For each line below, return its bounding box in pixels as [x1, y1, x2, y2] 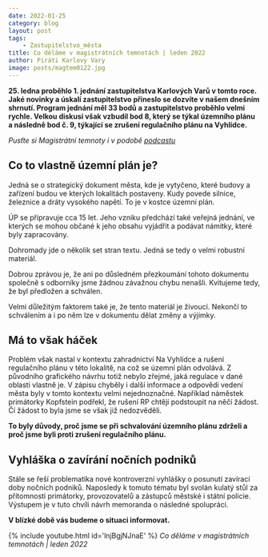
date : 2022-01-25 [8, 11, 66, 20]
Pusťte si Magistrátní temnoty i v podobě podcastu [8, 135, 176, 145]
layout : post [8, 26, 52, 34]
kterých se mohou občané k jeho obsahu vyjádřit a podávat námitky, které [8, 221, 253, 231]
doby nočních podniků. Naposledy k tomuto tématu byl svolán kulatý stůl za [8, 482, 258, 493]
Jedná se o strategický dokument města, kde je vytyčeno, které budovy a [8, 180, 250, 189]
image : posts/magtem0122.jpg [8, 64, 106, 72]
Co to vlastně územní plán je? [8, 159, 158, 172]
